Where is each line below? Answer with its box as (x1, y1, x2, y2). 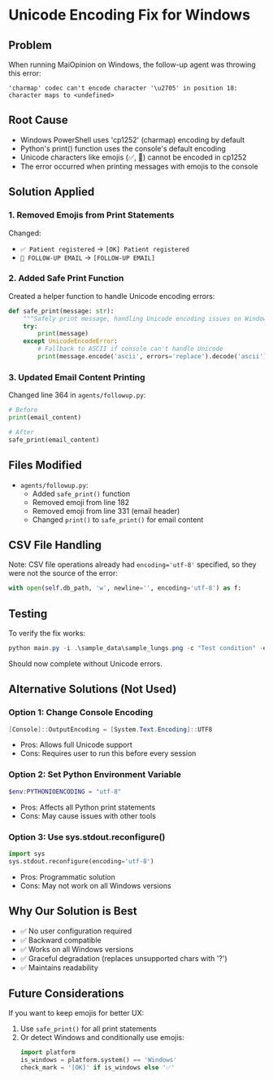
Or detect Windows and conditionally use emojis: (19, 1033, 184, 1043)
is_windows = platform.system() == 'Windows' (19, 1056, 177, 1065)
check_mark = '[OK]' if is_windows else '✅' (19, 1064, 175, 1072)
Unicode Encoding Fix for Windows (8, 6, 250, 24)
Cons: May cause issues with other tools (19, 810, 157, 820)
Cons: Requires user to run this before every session (19, 749, 197, 758)
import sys (8, 850, 45, 858)
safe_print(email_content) (8, 436, 100, 444)
